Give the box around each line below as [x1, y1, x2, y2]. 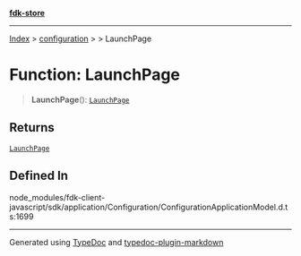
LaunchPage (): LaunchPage [30, 94, 130, 105]
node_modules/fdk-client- [9, 192, 106, 202]
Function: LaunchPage [9, 64, 181, 85]
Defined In [9, 168, 69, 183]
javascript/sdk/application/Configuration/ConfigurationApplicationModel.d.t [9, 201, 288, 212]
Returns [9, 120, 56, 135]
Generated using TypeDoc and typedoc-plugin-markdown [9, 236, 224, 247]
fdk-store [9, 8, 46, 18]
